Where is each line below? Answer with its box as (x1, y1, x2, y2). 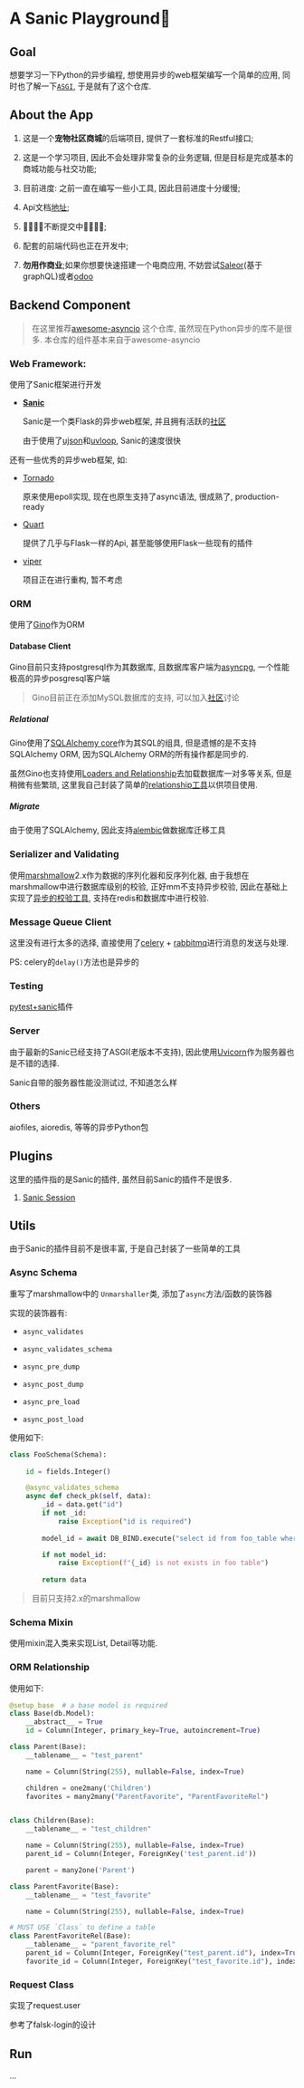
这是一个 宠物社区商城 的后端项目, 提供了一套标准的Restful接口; (22, 132, 254, 143)
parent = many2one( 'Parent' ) (25, 1865, 136, 1874)
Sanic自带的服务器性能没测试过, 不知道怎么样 (9, 1077, 178, 1088)
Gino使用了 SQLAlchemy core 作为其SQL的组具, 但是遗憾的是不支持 (9, 737, 257, 748)
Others (9, 1100, 41, 1112)
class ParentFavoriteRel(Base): (9, 1931, 131, 1941)
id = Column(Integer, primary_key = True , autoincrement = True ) (25, 1726, 261, 1736)
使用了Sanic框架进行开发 (9, 379, 102, 390)
